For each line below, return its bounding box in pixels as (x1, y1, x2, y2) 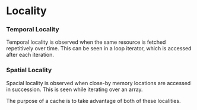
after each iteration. (6, 51, 55, 59)
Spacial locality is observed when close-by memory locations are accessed (6, 79, 191, 86)
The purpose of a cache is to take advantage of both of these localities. (6, 97, 181, 104)
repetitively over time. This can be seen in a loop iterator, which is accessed (6, 45, 192, 52)
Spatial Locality (6, 66, 52, 75)
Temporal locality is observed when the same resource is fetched (6, 38, 166, 46)
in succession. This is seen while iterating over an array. (6, 86, 144, 93)
